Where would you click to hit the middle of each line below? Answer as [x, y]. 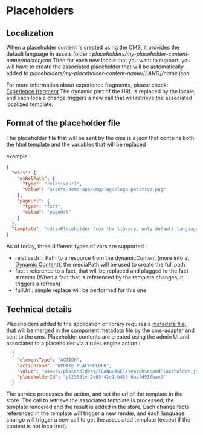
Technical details [39, 309]
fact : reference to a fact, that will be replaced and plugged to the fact [101, 271]
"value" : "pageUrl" [47, 212]
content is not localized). [37, 426]
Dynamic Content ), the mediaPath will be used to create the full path [100, 265]
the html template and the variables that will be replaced [76, 144]
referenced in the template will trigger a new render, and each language [95, 413]
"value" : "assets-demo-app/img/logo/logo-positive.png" [94, 190]
